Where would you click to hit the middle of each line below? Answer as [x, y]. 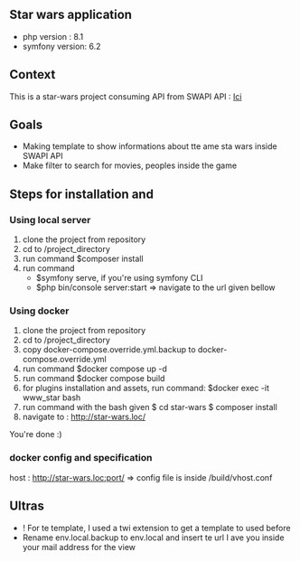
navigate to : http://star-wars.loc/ [84, 417]
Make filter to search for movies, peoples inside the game [130, 165]
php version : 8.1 [53, 36]
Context [33, 75]
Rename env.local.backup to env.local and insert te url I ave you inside [153, 538]
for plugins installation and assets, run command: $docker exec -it [145, 388]
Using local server [50, 220]
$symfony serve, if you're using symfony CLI [119, 278]
